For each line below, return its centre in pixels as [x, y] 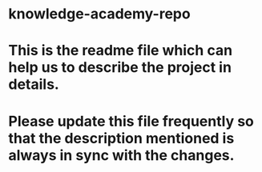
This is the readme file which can [121, 51]
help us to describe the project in [120, 68]
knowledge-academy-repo [99, 14]
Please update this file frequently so [131, 121]
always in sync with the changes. [121, 155]
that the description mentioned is [121, 138]
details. [34, 84]
